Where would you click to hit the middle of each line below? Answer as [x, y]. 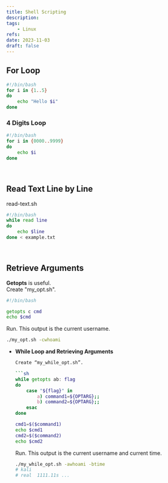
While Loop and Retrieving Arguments [64, 351]
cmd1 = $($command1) [38, 425]
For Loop [23, 71]
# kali [23, 470]
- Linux [27, 29]
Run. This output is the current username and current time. [89, 453]
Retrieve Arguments [45, 268]
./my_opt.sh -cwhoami [34, 340]
